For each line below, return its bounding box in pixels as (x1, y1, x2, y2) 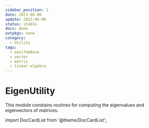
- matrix (10, 59, 28, 64)
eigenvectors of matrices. (5, 107, 59, 113)
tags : (5, 45, 17, 50)
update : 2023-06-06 (5, 17, 46, 22)
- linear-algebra (10, 63, 46, 69)
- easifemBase (10, 49, 39, 54)
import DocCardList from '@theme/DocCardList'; (5, 117, 107, 123)
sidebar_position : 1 (5, 7, 49, 13)
